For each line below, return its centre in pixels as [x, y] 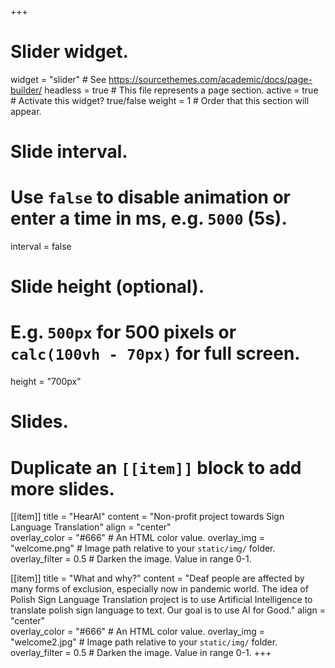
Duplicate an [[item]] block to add [156, 467]
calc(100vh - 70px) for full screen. [155, 353]
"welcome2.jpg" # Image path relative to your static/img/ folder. [144, 642]
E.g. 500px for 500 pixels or [123, 332]
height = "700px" [46, 382]
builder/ [26, 90]
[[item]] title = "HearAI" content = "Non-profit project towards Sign [147, 517]
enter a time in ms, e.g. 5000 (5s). [149, 218]
